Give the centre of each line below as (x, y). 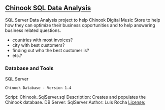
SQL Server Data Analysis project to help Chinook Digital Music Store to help (83, 20)
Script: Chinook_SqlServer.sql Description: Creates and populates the (76, 97)
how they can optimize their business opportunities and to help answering (80, 25)
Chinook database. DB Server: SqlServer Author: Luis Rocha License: (75, 102)
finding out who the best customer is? (51, 50)
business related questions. (33, 30)
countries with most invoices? (42, 40)
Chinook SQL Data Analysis (48, 8)
